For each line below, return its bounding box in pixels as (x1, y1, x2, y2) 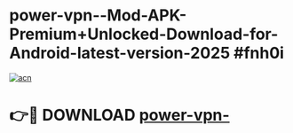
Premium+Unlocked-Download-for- (9, 24, 279, 44)
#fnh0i (234, 43, 284, 63)
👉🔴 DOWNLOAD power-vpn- (9, 106, 230, 125)
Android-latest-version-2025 (9, 43, 231, 63)
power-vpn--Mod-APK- (9, 5, 187, 26)
